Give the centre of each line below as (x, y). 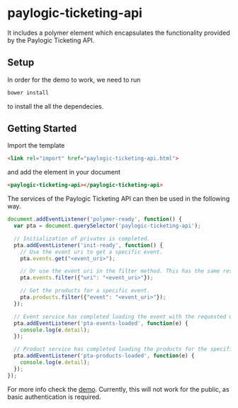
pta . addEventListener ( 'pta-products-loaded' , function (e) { (104, 356)
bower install (28, 93)
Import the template (36, 145)
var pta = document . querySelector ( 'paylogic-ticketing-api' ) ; (107, 226)
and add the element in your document (64, 172)
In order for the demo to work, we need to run (74, 79)
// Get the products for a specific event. (85, 291)
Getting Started (42, 129)
